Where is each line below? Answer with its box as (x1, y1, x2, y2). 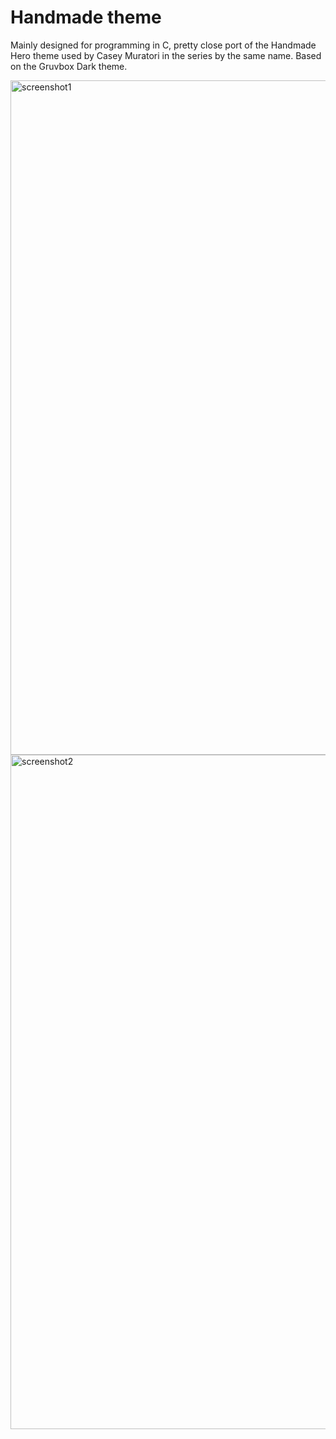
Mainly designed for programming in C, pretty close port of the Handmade (10, 39, 317, 51)
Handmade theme (10, 6, 162, 29)
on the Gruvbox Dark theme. (10, 60, 128, 72)
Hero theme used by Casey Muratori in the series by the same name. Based (10, 49, 322, 61)
